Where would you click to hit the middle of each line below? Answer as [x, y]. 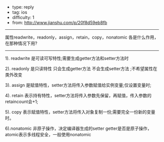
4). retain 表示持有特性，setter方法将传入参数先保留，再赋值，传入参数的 [78, 95]
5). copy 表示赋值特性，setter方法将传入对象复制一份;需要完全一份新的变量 [80, 112]
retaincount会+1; [22, 101]
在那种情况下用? [21, 43]
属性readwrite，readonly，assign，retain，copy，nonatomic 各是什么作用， [82, 37]
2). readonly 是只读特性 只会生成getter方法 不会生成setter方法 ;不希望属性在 [81, 69]
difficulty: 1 [23, 17]
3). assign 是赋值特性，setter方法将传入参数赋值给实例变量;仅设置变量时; [78, 85]
